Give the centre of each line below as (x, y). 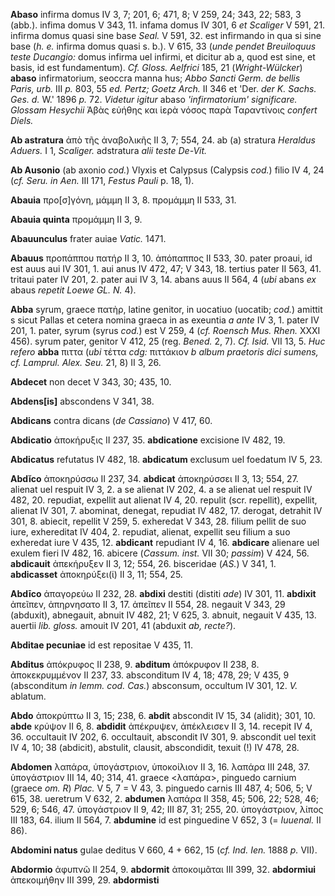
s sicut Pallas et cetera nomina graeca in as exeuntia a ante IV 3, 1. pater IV (165, 320)
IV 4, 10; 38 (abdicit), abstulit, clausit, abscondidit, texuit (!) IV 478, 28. (155, 747)
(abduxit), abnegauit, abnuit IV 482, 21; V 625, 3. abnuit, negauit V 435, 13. (163, 615)
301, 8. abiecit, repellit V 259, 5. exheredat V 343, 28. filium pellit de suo (158, 521)
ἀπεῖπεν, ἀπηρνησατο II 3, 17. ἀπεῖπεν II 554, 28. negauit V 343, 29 (148, 604)
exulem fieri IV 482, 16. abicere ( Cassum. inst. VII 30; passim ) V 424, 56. (160, 553)
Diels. (22, 120)
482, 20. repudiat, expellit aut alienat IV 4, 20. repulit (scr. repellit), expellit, (164, 500)
